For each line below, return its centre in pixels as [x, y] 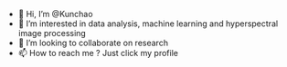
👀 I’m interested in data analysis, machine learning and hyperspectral [148, 24]
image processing [52, 33]
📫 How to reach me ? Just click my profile [98, 53]
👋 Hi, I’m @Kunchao [55, 14]
